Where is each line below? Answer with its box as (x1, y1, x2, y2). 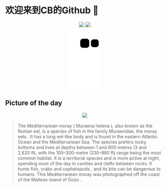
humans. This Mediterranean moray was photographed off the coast (17, 171, 160, 177)
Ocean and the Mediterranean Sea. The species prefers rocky (17, 139, 146, 145)
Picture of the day (5, 99, 63, 107)
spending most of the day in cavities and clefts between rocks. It (17, 160, 152, 166)
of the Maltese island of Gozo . (17, 176, 82, 182)
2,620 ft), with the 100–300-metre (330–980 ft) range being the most (17, 149, 161, 156)
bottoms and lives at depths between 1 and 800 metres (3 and (17, 144, 147, 150)
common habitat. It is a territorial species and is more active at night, (17, 155, 160, 161)
